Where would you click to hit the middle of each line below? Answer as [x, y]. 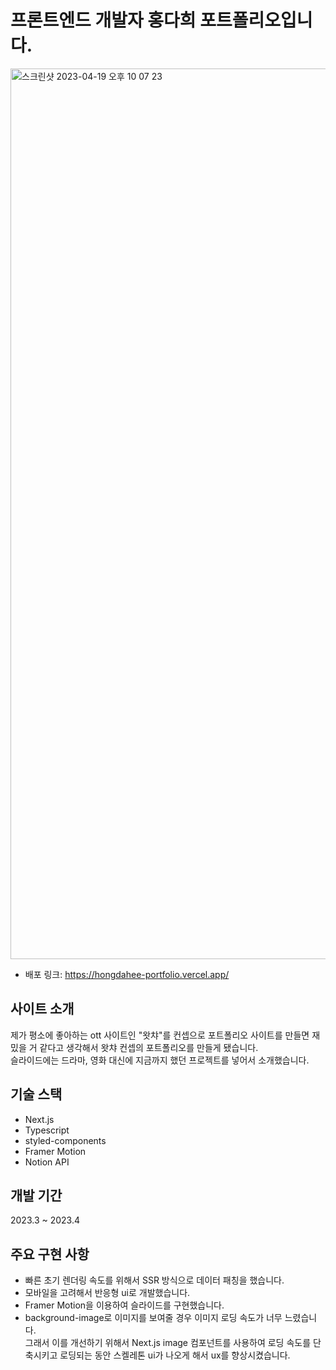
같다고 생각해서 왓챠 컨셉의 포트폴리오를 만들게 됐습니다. [149, 1047]
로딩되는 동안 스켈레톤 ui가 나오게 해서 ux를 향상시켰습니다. [175, 1355]
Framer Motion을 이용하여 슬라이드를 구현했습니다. [124, 1305]
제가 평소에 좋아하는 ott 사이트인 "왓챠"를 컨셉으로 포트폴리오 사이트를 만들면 [160, 1035]
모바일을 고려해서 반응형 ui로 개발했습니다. [107, 1293]
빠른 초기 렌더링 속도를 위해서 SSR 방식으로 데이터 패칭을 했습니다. [154, 1280]
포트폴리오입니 [256, 20]
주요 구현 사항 [50, 1254]
